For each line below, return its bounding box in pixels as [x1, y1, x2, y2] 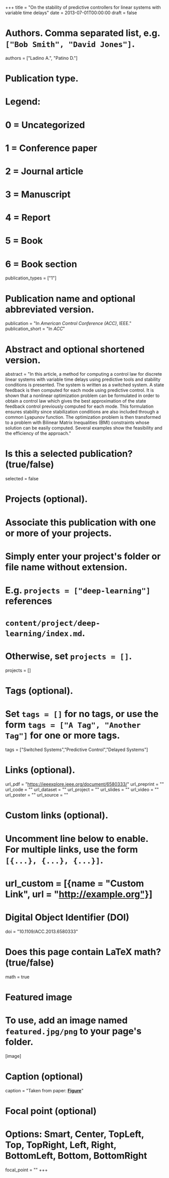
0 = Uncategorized [5, 119, 85, 131]
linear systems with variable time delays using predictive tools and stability [5, 376, 160, 382]
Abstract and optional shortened [5, 343, 145, 355]
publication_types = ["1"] [5, 275, 57, 281]
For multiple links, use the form [5, 844, 138, 855]
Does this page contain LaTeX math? [5, 946, 161, 957]
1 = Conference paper [5, 142, 97, 154]
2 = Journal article [5, 165, 84, 177]
